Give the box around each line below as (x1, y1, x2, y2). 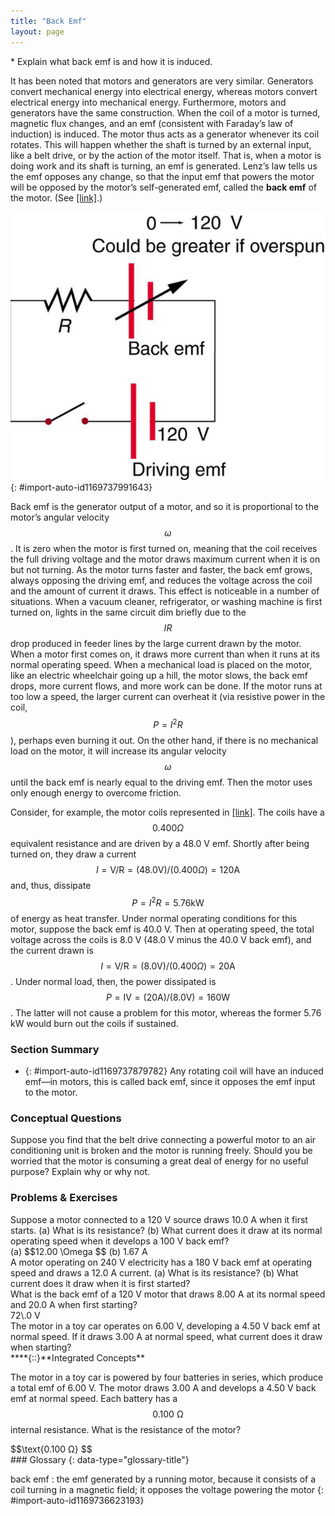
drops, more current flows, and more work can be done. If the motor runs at (10, 680, 323, 692)
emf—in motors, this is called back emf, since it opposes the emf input (24, 1075, 316, 1087)
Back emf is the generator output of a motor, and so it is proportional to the (10, 501, 320, 513)
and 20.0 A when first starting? (10, 1298, 138, 1310)
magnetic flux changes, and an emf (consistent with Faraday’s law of (10, 117, 294, 129)
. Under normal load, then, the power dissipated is (10, 975, 217, 987)
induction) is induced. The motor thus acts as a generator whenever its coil (10, 128, 320, 140)
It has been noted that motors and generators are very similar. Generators (10, 75, 314, 87)
